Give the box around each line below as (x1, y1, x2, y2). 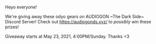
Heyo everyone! (5, 4, 37, 10)
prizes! (5, 24, 19, 30)
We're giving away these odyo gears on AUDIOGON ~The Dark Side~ (5, 14, 144, 19)
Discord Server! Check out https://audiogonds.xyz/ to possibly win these (5, 19, 151, 24)
